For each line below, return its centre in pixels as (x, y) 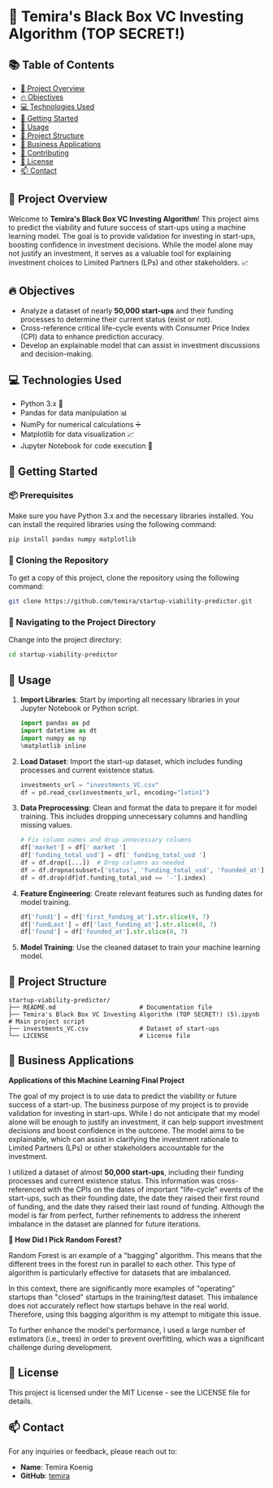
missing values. (46, 825)
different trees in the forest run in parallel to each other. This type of (122, 1264)
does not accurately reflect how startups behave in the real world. (119, 1305)
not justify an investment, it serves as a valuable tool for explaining (120, 253)
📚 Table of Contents (62, 65)
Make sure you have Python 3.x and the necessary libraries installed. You (131, 516)
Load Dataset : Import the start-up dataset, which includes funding (131, 761)
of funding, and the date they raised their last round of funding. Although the (136, 1206)
